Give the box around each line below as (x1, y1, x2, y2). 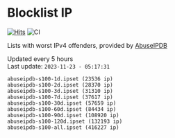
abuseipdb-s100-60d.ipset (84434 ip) (7, 105, 117, 112)
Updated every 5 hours (7, 54, 74, 63)
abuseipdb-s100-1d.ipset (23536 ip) (7, 75, 113, 83)
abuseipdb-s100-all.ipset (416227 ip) (7, 123, 119, 131)
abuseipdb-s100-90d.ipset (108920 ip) (7, 112, 119, 119)
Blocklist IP (7, 5, 73, 21)
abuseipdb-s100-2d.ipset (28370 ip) (7, 81, 113, 88)
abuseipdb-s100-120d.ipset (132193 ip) (7, 118, 123, 125)
